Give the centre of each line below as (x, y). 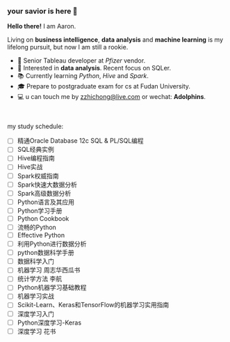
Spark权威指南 (38, 176)
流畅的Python (37, 227)
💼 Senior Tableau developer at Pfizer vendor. (81, 61)
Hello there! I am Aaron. (42, 26)
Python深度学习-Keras (49, 322)
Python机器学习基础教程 (52, 288)
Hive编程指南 (36, 158)
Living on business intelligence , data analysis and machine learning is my (115, 40)
